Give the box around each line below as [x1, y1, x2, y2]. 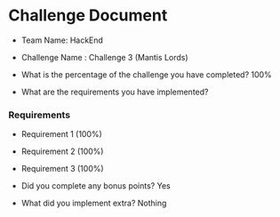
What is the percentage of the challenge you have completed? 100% [20, 68, 272, 80]
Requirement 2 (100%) [20, 146, 104, 157]
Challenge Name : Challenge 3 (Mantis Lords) [20, 52, 188, 62]
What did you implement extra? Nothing [20, 197, 167, 209]
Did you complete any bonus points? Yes [20, 181, 171, 191]
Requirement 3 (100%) [20, 164, 104, 174]
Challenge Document [8, 5, 168, 26]
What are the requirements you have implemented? [20, 86, 209, 97]
